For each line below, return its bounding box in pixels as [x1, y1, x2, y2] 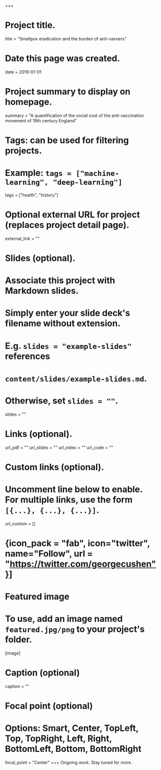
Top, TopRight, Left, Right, [5, 733, 113, 744]
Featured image [5, 591, 69, 602]
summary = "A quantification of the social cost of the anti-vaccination [5, 113, 144, 118]
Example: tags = [5, 168, 72, 178]
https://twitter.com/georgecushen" [9, 558, 157, 569]
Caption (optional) [5, 667, 80, 678]
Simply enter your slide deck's [5, 308, 130, 319]
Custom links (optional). [5, 462, 104, 473]
